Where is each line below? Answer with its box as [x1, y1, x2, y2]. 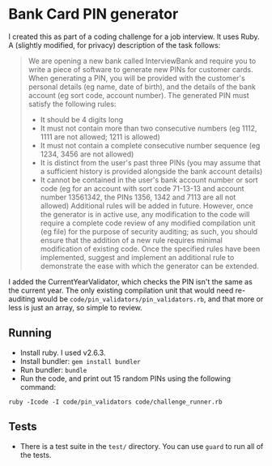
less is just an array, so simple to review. [8, 302, 143, 312]
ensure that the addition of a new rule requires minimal [40, 235, 223, 245]
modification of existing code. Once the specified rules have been [40, 244, 261, 254]
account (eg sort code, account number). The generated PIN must [28, 90, 249, 100]
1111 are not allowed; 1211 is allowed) [40, 131, 160, 142]
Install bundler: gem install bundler [19, 356, 141, 366]
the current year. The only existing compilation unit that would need [8, 285, 234, 295]
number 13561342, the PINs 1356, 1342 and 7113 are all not [40, 192, 236, 202]
